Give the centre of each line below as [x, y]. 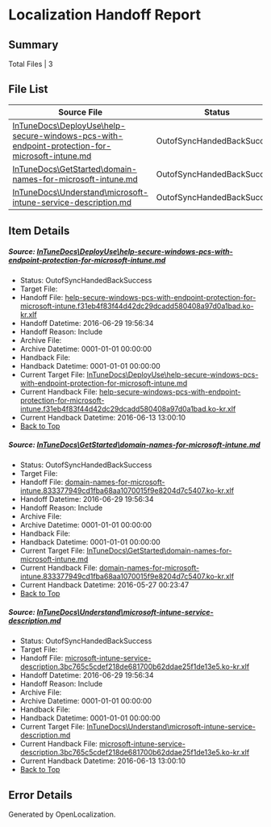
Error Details [40, 795]
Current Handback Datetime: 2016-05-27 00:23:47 [104, 585]
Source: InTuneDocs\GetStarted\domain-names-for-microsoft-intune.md [134, 445]
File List [28, 89]
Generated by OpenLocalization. [62, 814]
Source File [80, 112]
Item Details [39, 231]
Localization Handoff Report [105, 15]
